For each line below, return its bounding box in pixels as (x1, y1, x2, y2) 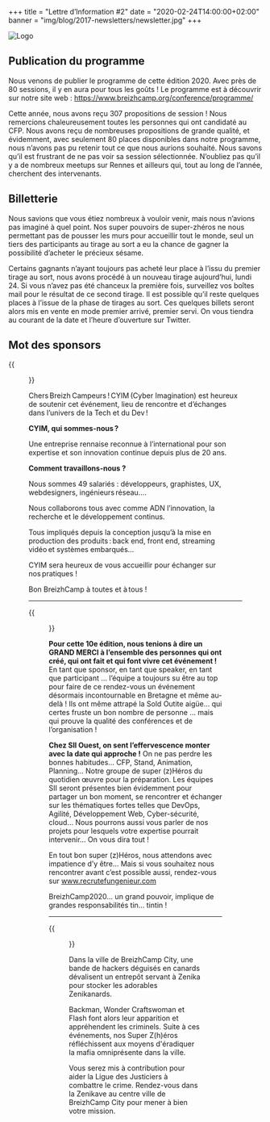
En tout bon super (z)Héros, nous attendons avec (48, 851, 212, 860)
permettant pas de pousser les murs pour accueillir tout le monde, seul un (8, 230, 254, 241)
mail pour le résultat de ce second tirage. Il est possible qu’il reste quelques (8, 289, 260, 299)
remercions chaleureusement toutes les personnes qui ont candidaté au (8, 117, 247, 127)
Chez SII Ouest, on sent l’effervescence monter (48, 740, 210, 750)
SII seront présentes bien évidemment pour (48, 783, 192, 793)
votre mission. (69, 1106, 116, 1116)
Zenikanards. (69, 989, 113, 999)
